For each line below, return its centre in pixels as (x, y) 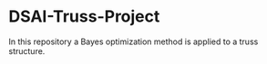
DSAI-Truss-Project (84, 17)
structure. (27, 50)
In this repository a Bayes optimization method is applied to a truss (133, 41)
